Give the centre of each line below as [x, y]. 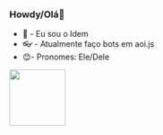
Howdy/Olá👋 [37, 14]
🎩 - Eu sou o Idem [56, 34]
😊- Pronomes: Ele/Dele [66, 57]
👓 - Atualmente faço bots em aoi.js [88, 44]
